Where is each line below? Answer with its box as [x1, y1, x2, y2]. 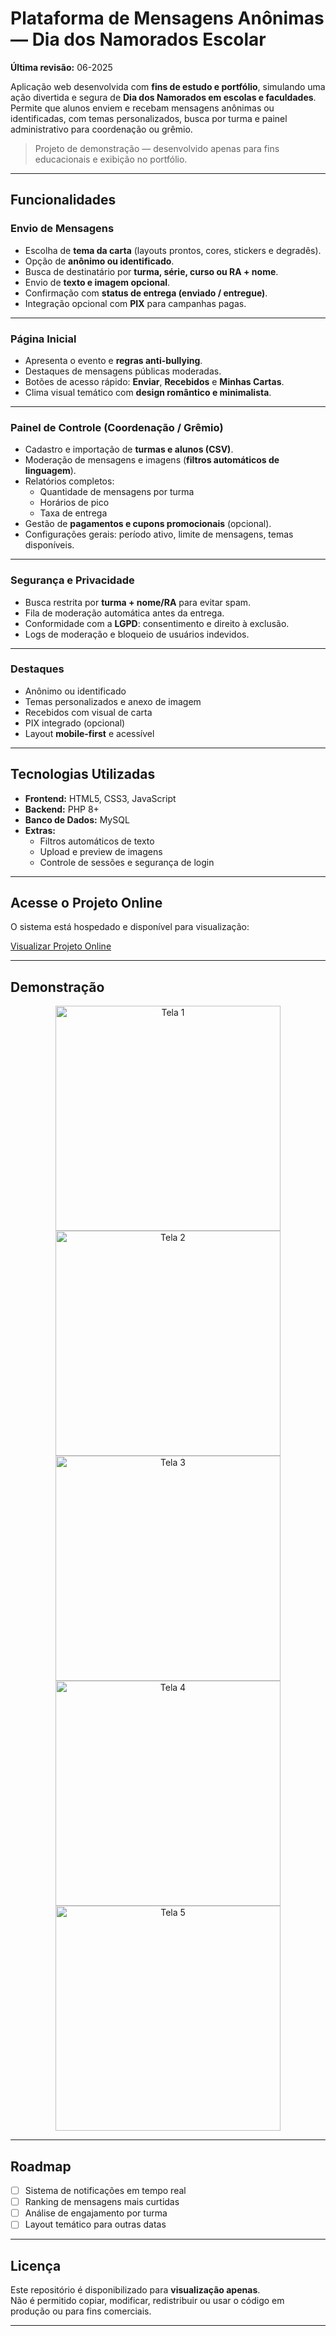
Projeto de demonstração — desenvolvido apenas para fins [34, 142, 280, 154]
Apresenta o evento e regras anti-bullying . [24, 354, 203, 366]
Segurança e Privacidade [10, 573, 135, 587]
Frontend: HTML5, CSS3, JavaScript [24, 792, 177, 804]
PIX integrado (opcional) [24, 717, 126, 729]
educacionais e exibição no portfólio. [34, 153, 188, 165]
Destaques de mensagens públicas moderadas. [24, 365, 222, 377]
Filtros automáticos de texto [39, 835, 155, 847]
